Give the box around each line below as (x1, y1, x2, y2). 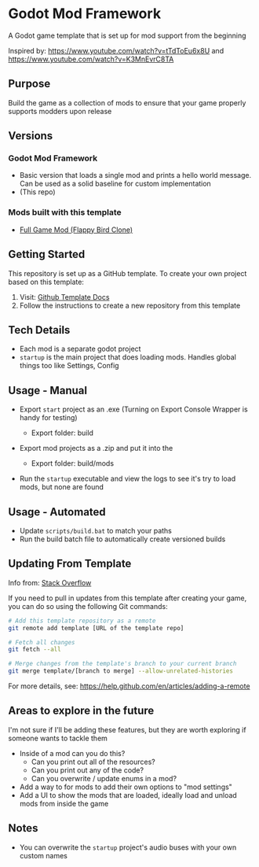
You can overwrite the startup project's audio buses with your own (19, 843, 237, 852)
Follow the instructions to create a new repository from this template (19, 301, 241, 310)
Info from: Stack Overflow (8, 577, 92, 587)
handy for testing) (19, 413, 78, 422)
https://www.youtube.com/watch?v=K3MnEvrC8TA (8, 54, 174, 64)
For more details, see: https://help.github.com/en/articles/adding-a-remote (8, 681, 250, 691)
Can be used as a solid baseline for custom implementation (19, 179, 212, 189)
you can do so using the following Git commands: (8, 601, 168, 611)
